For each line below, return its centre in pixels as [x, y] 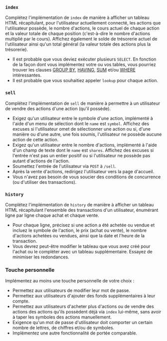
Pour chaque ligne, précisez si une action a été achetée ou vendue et [83, 225]
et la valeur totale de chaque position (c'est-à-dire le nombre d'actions [78, 34]
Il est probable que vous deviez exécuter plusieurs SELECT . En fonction [84, 59]
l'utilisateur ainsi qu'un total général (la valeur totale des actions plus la [78, 44]
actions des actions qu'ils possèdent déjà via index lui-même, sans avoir [87, 312]
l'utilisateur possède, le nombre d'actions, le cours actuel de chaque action [82, 28]
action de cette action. [35, 139]
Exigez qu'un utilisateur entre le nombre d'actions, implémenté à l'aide [84, 145]
